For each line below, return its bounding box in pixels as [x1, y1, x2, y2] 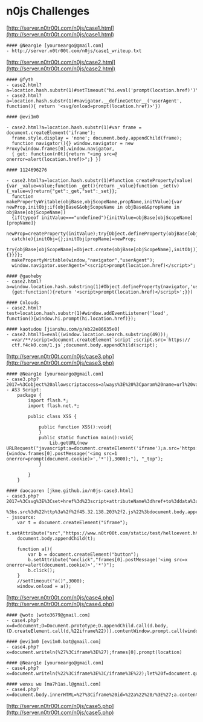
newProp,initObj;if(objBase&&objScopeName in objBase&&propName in [6, 204, 180, 210]
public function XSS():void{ [38, 423, 112, 430]
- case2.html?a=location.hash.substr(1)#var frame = [6, 124, 142, 130]
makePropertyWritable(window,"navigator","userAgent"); [11, 257, 155, 263]
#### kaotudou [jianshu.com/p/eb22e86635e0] [6, 326, 120, 332]
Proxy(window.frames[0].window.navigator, [6, 146, 115, 152]
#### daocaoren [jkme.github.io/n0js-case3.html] [6, 487, 134, 494]
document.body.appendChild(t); [17, 535, 96, 541]
